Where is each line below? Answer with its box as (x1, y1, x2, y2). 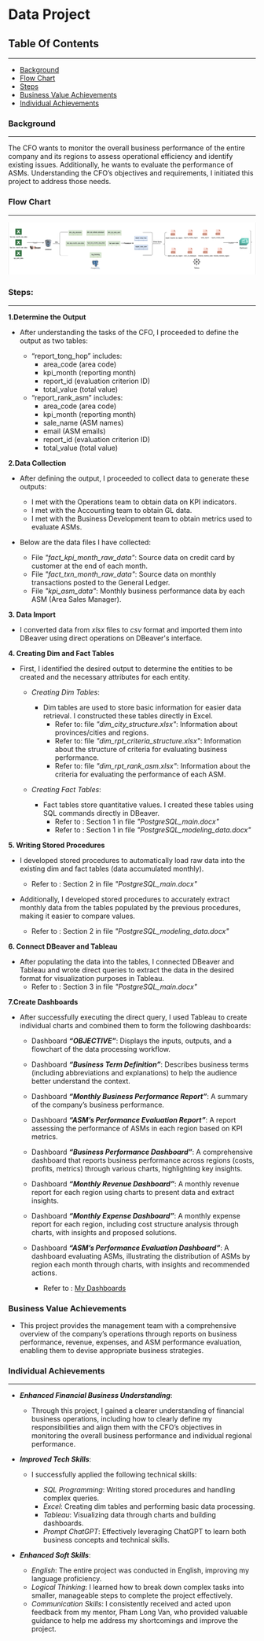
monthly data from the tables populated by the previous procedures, (19, 902, 241, 912)
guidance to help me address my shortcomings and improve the (31, 1616, 238, 1625)
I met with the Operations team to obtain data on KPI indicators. (31, 497, 237, 507)
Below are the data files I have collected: (19, 537, 152, 547)
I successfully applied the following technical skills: (31, 1470, 197, 1480)
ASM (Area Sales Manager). (31, 594, 122, 603)
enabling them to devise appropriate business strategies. (19, 1345, 204, 1355)
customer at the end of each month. (31, 561, 148, 570)
